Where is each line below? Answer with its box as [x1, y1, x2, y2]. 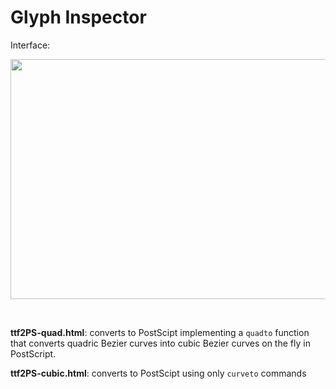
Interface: [10, 39, 51, 51]
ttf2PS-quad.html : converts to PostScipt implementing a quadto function [10, 326, 310, 338]
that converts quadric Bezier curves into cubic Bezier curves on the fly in [10, 337, 311, 349]
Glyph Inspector [10, 6, 147, 29]
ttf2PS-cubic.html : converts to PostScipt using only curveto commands [10, 367, 307, 379]
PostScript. [10, 347, 57, 360]
